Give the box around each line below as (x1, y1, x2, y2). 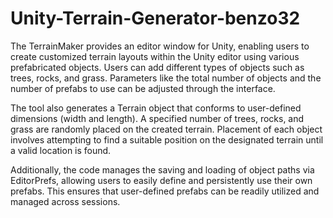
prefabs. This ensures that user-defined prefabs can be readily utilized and (10, 185, 320, 197)
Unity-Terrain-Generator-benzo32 (10, 7, 301, 30)
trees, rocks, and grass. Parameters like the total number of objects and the (10, 72, 322, 84)
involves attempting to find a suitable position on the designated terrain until (10, 133, 324, 146)
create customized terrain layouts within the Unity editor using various (10, 50, 300, 62)
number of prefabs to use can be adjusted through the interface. (10, 82, 276, 94)
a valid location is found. (10, 144, 112, 156)
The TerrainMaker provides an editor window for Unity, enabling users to (10, 40, 310, 52)
